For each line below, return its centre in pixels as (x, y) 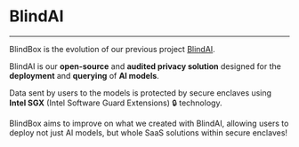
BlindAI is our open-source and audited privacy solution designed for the (145, 66)
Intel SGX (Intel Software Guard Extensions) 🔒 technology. (116, 103)
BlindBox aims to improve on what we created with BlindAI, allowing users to (149, 123)
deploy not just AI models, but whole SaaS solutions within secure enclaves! (148, 132)
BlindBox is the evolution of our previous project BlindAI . (112, 49)
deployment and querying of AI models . (85, 75)
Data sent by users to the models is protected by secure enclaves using (141, 93)
